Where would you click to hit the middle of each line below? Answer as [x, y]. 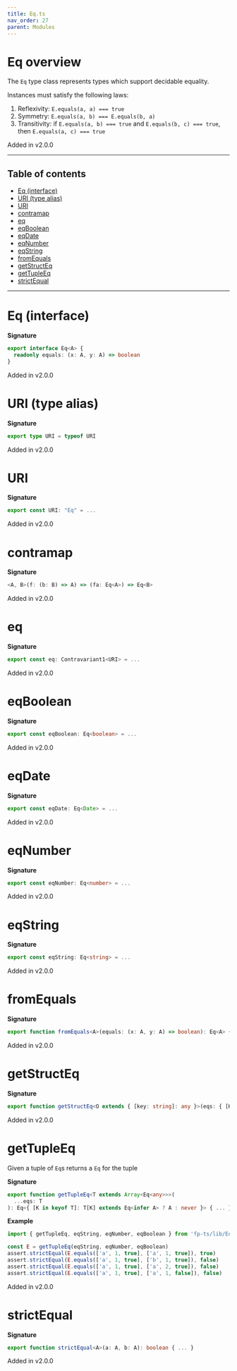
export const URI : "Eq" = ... [52, 510]
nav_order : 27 [28, 20]
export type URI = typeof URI [52, 436]
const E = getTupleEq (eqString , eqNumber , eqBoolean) [88, 1247]
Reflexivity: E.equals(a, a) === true [71, 109]
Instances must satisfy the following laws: [68, 95]
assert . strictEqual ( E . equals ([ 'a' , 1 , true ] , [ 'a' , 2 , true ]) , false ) [113, 1267]
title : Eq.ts [26, 14]
